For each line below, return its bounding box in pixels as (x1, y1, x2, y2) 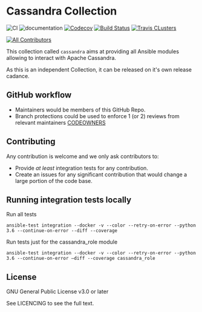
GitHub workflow (6, 90, 72, 101)
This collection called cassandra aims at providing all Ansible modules (6, 47, 180, 55)
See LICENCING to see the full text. (6, 300, 94, 307)
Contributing (6, 136, 56, 147)
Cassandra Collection (6, 4, 117, 18)
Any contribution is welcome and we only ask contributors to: (6, 153, 159, 160)
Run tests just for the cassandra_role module (6, 238, 118, 246)
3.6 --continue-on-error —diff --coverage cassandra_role (6, 256, 155, 262)
